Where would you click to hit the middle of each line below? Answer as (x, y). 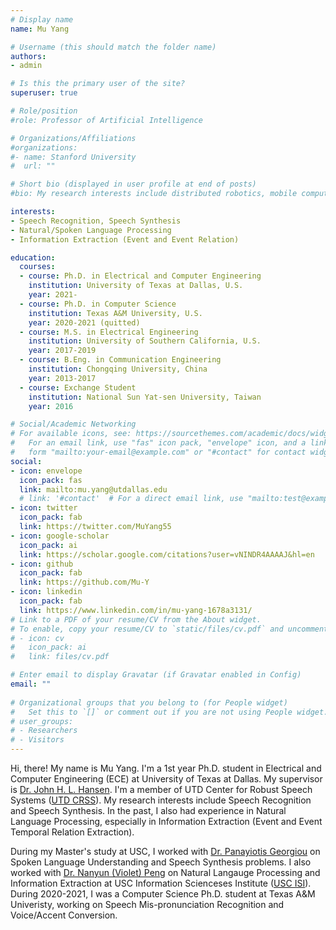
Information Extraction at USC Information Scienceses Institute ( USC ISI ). (161, 883)
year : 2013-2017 (62, 378)
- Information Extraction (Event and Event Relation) (125, 239)
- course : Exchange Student (78, 387)
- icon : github (42, 564)
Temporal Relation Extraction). (72, 832)
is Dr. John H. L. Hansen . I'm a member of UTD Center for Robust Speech (161, 789)
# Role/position (44, 111)
